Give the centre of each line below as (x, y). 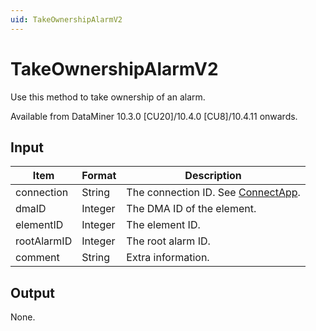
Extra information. (168, 258)
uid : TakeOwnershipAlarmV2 (66, 19)
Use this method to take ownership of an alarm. (108, 97)
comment (37, 258)
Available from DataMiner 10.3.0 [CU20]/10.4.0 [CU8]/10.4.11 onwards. (154, 116)
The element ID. (163, 225)
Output (32, 292)
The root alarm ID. (168, 241)
